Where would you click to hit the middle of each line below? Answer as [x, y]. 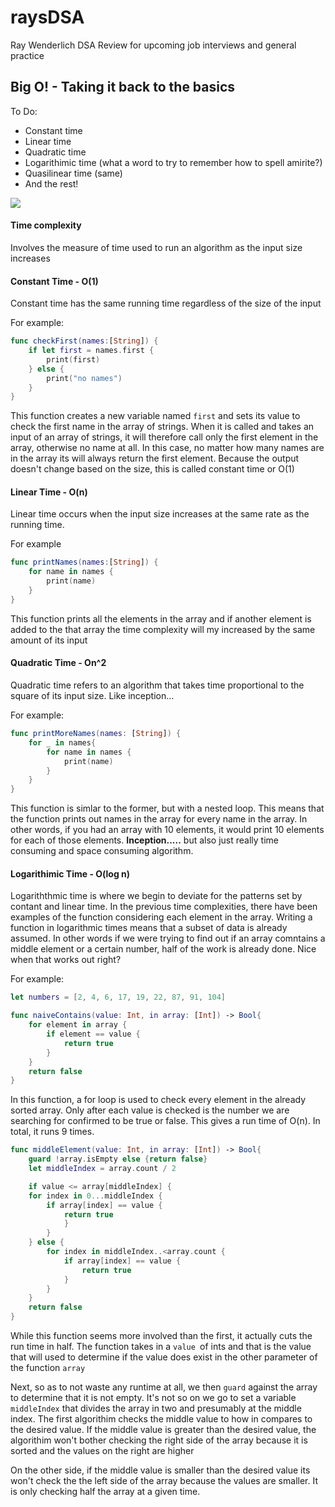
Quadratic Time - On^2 [58, 663]
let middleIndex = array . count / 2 [102, 1169]
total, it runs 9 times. [52, 1132]
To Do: [24, 111]
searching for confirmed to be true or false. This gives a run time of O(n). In [165, 1121]
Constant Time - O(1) [54, 281]
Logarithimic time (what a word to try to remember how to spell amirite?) [173, 162]
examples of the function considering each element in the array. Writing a [161, 917]
